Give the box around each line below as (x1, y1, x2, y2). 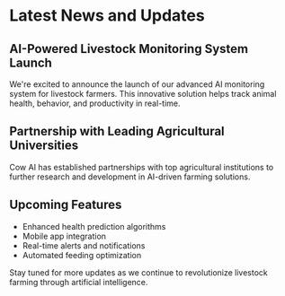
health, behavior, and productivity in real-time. (9, 98, 181, 109)
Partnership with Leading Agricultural (9, 124, 225, 139)
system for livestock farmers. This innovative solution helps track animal (9, 89, 277, 99)
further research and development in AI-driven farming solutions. (9, 171, 251, 182)
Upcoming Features (9, 197, 122, 213)
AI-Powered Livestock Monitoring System (9, 41, 249, 57)
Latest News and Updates (9, 5, 205, 26)
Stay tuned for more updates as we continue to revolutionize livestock (9, 266, 268, 278)
